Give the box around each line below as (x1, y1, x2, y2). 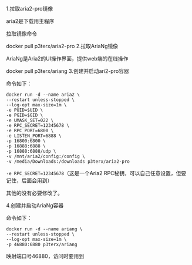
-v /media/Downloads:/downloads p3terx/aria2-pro (6, 159, 130, 165)
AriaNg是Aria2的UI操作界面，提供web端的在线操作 (6, 55, 129, 62)
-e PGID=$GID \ (6, 112, 43, 118)
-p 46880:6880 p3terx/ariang (6, 241, 78, 247)
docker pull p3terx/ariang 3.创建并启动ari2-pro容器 (6, 68, 129, 75)
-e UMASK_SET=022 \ (6, 118, 54, 123)
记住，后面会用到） (6, 177, 53, 184)
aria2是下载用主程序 (6, 18, 55, 25)
